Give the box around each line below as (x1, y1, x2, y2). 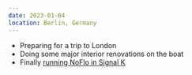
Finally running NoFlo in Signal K (19, 57, 126, 67)
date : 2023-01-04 (8, 11, 66, 20)
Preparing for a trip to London (19, 40, 117, 50)
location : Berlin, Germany (8, 19, 97, 27)
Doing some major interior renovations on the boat (19, 49, 184, 58)
